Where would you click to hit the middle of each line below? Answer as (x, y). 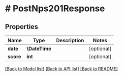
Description (70, 40)
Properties (22, 27)
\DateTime (39, 49)
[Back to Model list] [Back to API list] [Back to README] (61, 69)
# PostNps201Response (55, 9)
